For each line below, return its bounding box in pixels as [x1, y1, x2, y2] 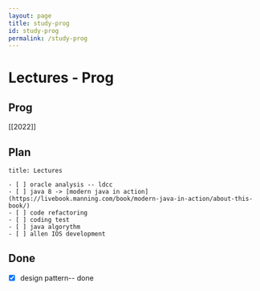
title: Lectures [8, 166, 63, 175]
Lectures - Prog [8, 69, 114, 87]
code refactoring [29, 209, 88, 217]
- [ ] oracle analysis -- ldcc [8, 181, 113, 189]
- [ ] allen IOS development [8, 230, 106, 238]
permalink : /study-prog [8, 34, 88, 43]
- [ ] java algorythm [8, 223, 81, 232]
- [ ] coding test [8, 216, 70, 224]
